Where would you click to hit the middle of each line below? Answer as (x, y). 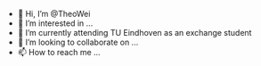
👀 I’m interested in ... (55, 23)
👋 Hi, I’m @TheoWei (54, 14)
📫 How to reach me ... (59, 52)
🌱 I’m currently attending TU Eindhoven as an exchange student (135, 33)
